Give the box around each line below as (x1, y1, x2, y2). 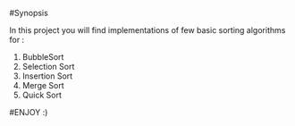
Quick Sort (21, 89, 63, 100)
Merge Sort (21, 80, 64, 90)
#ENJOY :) (9, 107, 48, 117)
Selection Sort (21, 62, 75, 71)
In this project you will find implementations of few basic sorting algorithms (9, 25, 286, 35)
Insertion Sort (21, 71, 73, 81)
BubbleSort (21, 52, 64, 62)
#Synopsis (9, 8, 49, 18)
